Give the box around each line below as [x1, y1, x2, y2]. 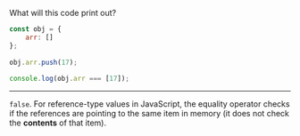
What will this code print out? [9, 8, 117, 18]
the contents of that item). [9, 117, 107, 128]
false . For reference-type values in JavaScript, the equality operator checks [9, 99, 290, 109]
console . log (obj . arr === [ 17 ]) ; [9, 75, 129, 84]
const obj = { [9, 25, 62, 34]
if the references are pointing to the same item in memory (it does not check [9, 108, 290, 119]
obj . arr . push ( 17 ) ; [9, 58, 78, 67]
